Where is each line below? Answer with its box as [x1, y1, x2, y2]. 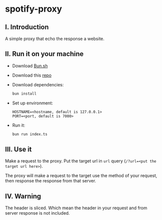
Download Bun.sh [12, 62, 48, 69]
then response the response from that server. [5, 178, 97, 184]
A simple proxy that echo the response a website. [5, 36, 105, 41]
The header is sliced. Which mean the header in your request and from [5, 205, 147, 211]
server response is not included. [5, 210, 70, 216]
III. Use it [5, 145, 32, 153]
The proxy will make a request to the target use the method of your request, [5, 173, 158, 179]
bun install [12, 91, 37, 96]
